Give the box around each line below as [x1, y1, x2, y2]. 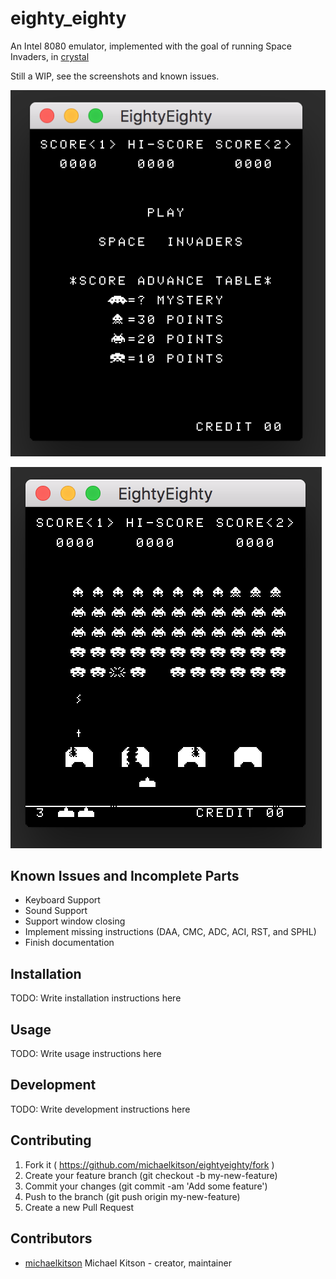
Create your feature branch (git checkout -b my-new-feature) [24, 1169, 278, 1181]
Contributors [10, 1230, 93, 1247]
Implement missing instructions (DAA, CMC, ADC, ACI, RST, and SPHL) [24, 926, 317, 938]
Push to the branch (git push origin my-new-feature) [24, 1190, 241, 1202]
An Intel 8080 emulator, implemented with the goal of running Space [10, 40, 292, 52]
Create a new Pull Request [24, 1201, 135, 1213]
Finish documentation [24, 937, 115, 949]
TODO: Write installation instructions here [10, 992, 182, 1004]
